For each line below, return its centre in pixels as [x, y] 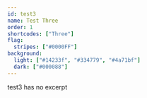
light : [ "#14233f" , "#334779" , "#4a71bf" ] [77, 60]
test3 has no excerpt [37, 87]
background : [25, 54]
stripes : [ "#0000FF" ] [46, 47]
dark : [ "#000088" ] [41, 67]
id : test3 [22, 14]
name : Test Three [33, 21]
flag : [15, 40]
